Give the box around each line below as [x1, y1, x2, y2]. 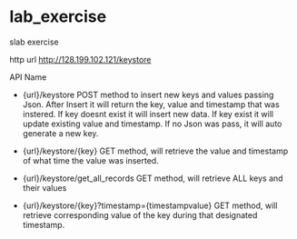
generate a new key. [22, 127, 99, 138]
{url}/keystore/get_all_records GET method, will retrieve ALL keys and [22, 173, 283, 184]
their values [22, 182, 67, 193]
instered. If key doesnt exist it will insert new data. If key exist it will [22, 108, 274, 119]
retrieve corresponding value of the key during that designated [22, 209, 258, 220]
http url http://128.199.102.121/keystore [9, 54, 152, 65]
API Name [9, 71, 47, 83]
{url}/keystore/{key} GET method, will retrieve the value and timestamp [22, 145, 289, 156]
